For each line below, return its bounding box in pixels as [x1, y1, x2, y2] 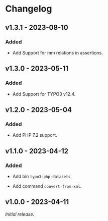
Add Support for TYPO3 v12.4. [12, 91, 76, 97]
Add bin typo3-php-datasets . [12, 173, 72, 179]
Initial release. [5, 211, 34, 217]
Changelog [5, 3, 52, 15]
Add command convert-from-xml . [12, 183, 82, 189]
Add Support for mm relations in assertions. [12, 49, 103, 56]
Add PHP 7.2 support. [12, 132, 57, 138]
